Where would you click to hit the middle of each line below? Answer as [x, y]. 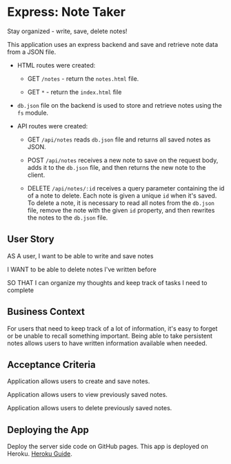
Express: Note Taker [67, 12]
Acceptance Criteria [51, 364]
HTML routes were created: [56, 65]
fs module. [33, 113]
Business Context [46, 312]
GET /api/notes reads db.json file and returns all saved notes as [119, 139]
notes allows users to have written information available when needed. [107, 343]
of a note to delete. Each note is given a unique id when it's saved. [122, 195]
